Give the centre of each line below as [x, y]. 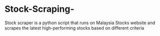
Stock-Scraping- [40, 9]
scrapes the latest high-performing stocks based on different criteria [74, 28]
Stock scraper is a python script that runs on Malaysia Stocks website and [80, 23]
